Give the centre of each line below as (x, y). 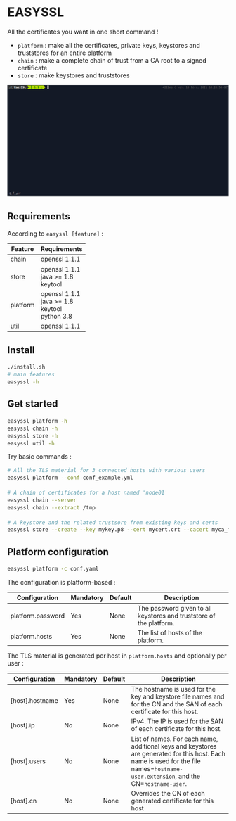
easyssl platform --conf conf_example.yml (70, 478)
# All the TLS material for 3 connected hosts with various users (106, 471)
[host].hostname (34, 700)
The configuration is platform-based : (61, 582)
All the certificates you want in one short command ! (83, 32)
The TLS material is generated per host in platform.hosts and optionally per (117, 656)
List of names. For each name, (175, 739)
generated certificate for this (172, 801)
